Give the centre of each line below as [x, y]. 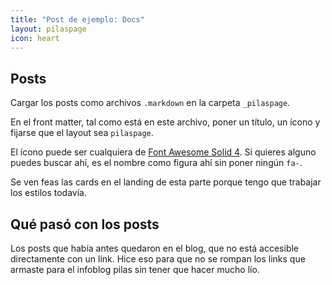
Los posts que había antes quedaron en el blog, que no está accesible [155, 248]
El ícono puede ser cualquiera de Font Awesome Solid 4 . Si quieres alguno [163, 152]
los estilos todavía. [48, 193]
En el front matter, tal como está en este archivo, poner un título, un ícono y [165, 122]
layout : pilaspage [48, 29]
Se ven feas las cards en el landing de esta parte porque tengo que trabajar [166, 182]
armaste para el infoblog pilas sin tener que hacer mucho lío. [135, 269]
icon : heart [35, 38]
